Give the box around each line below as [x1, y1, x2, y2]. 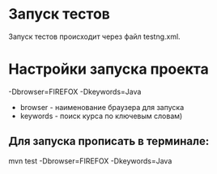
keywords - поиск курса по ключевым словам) [19, 111, 183, 121]
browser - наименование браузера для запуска [19, 102, 185, 112]
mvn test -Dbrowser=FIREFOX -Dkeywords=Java [8, 155, 172, 166]
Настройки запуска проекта [8, 60, 209, 79]
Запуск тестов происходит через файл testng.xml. [8, 32, 181, 41]
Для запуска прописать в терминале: [8, 134, 210, 148]
